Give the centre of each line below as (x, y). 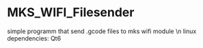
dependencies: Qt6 (34, 38)
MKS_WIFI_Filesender (71, 13)
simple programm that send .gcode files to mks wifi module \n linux (102, 31)
